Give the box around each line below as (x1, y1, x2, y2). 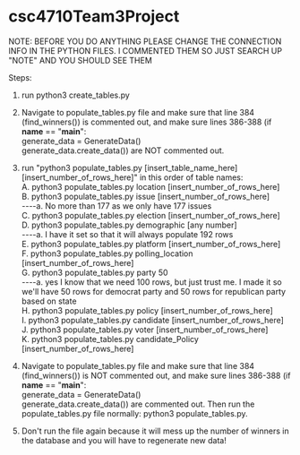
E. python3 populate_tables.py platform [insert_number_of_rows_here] (21, 238, 281, 249)
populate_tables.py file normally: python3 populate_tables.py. (21, 408, 248, 418)
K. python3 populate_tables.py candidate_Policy (21, 333, 199, 344)
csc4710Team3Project (8, 6, 180, 27)
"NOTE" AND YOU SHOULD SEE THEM (8, 55, 153, 65)
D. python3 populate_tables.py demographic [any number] (21, 219, 238, 230)
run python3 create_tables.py (21, 90, 131, 100)
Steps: (8, 72, 32, 82)
